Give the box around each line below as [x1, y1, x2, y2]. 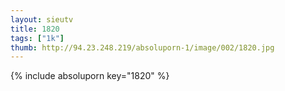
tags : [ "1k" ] [10, 33, 65, 43]
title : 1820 [10, 24, 60, 34]
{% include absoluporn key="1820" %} [10, 70, 170, 82]
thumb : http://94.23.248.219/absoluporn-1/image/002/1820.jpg [10, 42, 275, 53]
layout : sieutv [10, 14, 74, 25]
